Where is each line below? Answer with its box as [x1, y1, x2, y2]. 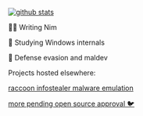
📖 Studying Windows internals [8, 38, 105, 47]
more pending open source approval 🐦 [8, 99, 135, 108]
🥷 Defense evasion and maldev [8, 53, 108, 62]
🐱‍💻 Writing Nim [8, 23, 57, 31]
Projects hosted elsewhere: [8, 68, 96, 78]
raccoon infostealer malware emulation [8, 83, 134, 92]
